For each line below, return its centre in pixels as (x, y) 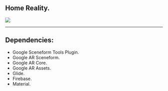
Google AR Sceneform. (36, 57)
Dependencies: (29, 40)
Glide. (18, 73)
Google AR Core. (30, 63)
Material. (21, 84)
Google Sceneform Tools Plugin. (45, 52)
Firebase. (22, 79)
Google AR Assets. (32, 68)
